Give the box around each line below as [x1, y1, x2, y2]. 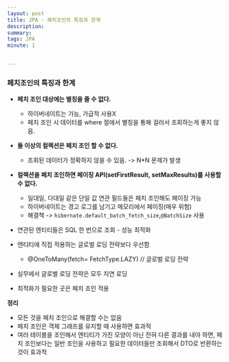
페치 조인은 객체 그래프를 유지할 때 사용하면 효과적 [17, 322, 151, 330]
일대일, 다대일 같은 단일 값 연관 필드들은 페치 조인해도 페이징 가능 [27, 194, 201, 202]
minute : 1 [7, 42, 36, 49]
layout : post [7, 10, 45, 17]
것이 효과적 [17, 348, 47, 356]
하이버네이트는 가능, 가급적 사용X [27, 109, 117, 118]
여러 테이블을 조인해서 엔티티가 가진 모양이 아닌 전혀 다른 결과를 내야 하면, [17, 331, 215, 339]
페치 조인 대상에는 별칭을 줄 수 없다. [17, 95, 111, 103]
